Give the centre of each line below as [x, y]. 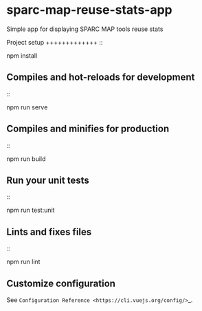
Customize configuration [61, 283]
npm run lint [23, 262]
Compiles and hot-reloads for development [101, 77]
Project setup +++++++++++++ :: [55, 42]
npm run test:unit [31, 210]
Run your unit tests [48, 180]
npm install [22, 55]
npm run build [26, 159]
